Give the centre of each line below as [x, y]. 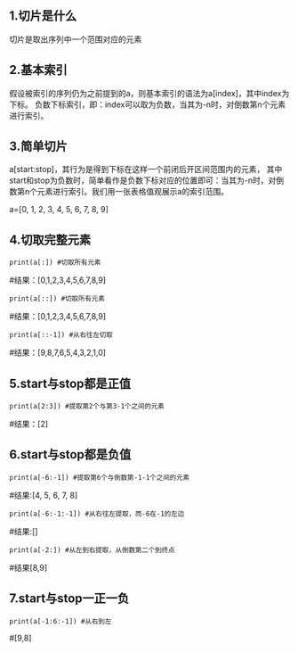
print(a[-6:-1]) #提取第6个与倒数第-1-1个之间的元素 [99, 477]
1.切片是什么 [43, 16]
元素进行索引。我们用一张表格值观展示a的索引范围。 [133, 192]
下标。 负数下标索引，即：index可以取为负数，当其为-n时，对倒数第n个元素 [148, 104]
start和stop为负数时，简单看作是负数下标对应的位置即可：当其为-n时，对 [143, 180]
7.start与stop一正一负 [69, 599]
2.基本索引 [39, 70]
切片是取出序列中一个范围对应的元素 [76, 39]
